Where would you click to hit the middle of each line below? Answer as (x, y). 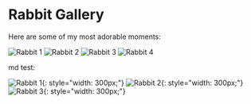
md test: (22, 67)
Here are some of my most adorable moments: (85, 37)
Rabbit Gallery (57, 15)
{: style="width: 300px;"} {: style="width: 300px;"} (143, 83)
